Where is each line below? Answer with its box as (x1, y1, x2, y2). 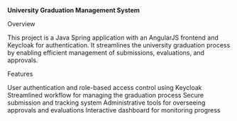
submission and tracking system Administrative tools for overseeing (7, 98, 206, 107)
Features (7, 70, 33, 78)
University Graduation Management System (7, 6, 140, 14)
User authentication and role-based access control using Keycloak (7, 83, 202, 91)
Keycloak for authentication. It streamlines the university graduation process (7, 41, 231, 49)
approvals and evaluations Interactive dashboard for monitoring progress (7, 106, 221, 114)
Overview (7, 20, 35, 28)
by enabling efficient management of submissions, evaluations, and (7, 49, 204, 57)
